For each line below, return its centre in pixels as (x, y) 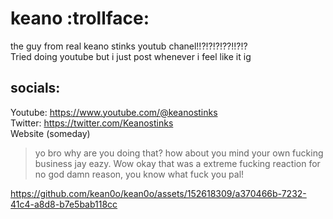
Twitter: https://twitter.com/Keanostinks (92, 123)
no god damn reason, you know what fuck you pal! (139, 174)
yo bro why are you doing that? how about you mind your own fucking (179, 153)
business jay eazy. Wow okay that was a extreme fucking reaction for (177, 163)
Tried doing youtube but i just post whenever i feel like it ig (131, 56)
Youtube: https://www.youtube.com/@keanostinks (114, 112)
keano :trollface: (80, 18)
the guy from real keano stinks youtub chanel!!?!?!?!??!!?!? (129, 46)
